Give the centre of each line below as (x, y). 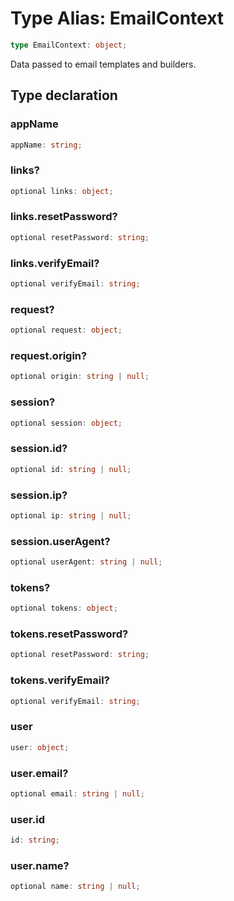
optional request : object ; (66, 330)
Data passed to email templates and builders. (103, 64)
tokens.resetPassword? (69, 634)
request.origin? (49, 355)
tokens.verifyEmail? (60, 680)
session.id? (39, 449)
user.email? (39, 773)
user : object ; (40, 747)
